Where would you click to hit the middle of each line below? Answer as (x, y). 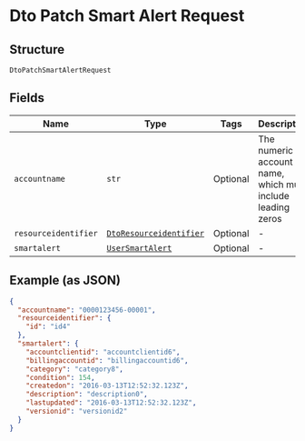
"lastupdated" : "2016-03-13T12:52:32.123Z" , (111, 403)
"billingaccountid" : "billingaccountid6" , (107, 360)
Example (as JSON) (65, 281)
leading (274, 207)
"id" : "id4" (48, 327)
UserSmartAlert (139, 248)
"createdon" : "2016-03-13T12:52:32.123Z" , (107, 386)
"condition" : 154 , (60, 377)
